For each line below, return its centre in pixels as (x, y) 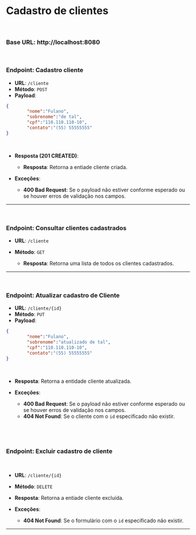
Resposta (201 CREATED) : (46, 156)
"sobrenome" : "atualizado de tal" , (69, 342)
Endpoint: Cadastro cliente (45, 70)
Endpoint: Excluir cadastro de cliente (59, 451)
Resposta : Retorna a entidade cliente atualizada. (73, 381)
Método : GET (29, 252)
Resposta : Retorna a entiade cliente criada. (75, 167)
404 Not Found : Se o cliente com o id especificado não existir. (99, 416)
